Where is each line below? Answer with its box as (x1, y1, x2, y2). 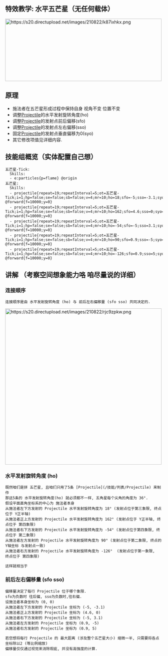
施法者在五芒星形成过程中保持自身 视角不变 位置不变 (12, 105, 120, 111)
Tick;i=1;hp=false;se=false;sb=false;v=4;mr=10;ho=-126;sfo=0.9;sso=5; (5, 251, 157, 256)
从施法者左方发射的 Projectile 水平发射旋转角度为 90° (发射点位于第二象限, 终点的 (5, 538, 161, 543)
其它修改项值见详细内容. (12, 136, 62, 142)
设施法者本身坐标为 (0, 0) (5, 599, 55, 605)
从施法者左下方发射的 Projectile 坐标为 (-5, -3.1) (5, 605, 105, 610)
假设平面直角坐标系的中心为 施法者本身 (5, 501, 75, 506)
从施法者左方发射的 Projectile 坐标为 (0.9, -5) (5, 621, 99, 626)
